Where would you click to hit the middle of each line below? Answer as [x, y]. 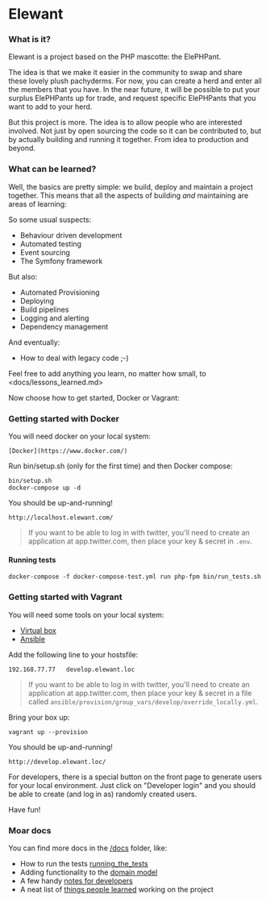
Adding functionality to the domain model [89, 872]
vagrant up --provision [48, 732]
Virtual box [38, 630]
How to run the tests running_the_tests [84, 863]
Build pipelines [44, 309]
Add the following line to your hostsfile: [73, 654]
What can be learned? [52, 169]
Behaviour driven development [71, 235]
